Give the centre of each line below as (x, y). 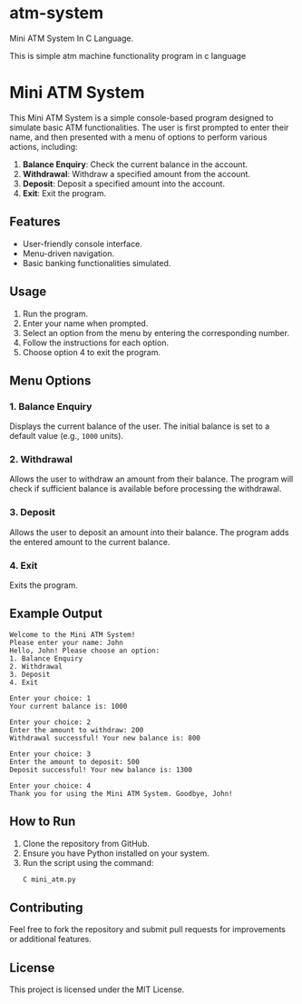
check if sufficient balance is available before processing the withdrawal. (146, 489)
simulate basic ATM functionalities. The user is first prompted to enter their (149, 127)
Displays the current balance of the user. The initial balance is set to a (140, 426)
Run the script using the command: (88, 862)
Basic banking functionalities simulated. (97, 263)
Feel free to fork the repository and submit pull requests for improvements (147, 929)
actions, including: (44, 146)
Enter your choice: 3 (50, 754)
